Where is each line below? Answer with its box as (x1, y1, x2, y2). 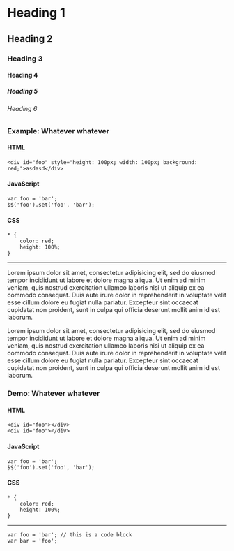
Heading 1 (7, 5, 66, 21)
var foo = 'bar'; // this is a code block (7, 531, 132, 538)
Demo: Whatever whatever (7, 389, 100, 399)
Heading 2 (7, 33, 54, 45)
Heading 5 (7, 87, 38, 95)
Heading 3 (7, 54, 43, 64)
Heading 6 (7, 105, 38, 113)
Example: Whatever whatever (7, 126, 110, 135)
